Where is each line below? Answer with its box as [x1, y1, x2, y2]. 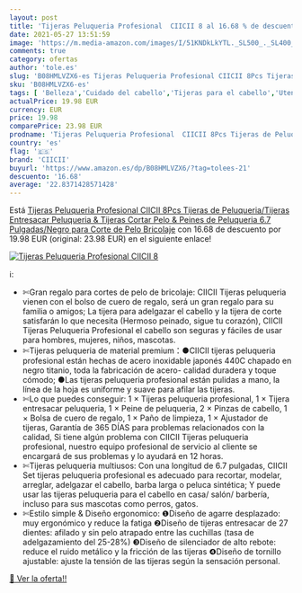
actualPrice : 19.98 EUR [9, 96, 99, 106]
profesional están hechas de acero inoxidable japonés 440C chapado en [22, 356, 292, 367]
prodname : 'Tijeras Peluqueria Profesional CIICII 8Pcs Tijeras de [9, 130, 271, 139]
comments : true [9, 47, 67, 56]
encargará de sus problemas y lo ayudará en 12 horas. [22, 451, 224, 462]
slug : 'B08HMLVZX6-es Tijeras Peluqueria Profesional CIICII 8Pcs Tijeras [9, 72, 296, 81]
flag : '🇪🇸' [9, 146, 54, 155]
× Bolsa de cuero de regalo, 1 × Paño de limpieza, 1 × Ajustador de [22, 412, 269, 423]
